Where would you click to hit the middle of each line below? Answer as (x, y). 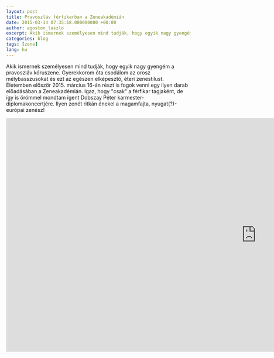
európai (15, 110)
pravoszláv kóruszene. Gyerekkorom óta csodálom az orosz (78, 72)
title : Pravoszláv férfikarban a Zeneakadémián (65, 17)
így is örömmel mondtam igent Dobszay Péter (61, 97)
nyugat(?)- (164, 104)
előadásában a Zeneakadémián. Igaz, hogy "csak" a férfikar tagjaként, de (95, 91)
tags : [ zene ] (22, 45)
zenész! (35, 110)
